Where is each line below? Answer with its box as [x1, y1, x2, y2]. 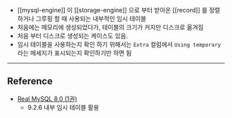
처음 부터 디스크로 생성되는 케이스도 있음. [17, 32, 128, 40]
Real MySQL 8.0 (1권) [17, 95, 77, 103]
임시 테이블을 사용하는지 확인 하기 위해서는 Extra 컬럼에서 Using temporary [17, 40, 221, 48]
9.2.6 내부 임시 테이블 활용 [27, 103, 99, 111]
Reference [7, 75, 53, 87]
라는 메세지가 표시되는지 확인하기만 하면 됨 [17, 49, 133, 57]
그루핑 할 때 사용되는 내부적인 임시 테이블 [35, 14, 146, 23]
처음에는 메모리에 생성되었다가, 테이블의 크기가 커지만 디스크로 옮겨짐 [17, 23, 204, 31]
